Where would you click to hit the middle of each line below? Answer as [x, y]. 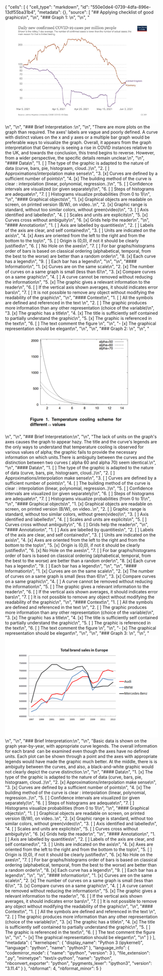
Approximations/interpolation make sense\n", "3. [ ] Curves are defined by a [81, 478]
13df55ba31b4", [21, 12]
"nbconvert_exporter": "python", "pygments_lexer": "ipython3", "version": [79, 963]
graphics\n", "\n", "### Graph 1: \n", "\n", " [47, 17]
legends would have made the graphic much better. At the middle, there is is [81, 761]
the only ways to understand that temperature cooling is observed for [74, 447]
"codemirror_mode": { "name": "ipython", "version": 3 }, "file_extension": [78, 953]
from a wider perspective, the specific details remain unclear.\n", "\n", [75, 158]
